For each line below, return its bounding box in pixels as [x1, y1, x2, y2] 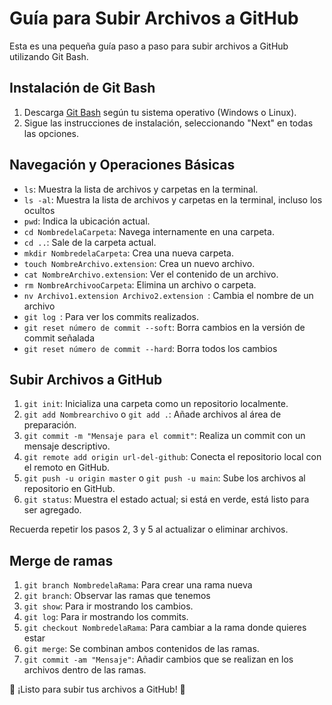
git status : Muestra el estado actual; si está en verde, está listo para [23, 493, 310, 506]
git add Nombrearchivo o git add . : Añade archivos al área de [23, 408, 282, 421]
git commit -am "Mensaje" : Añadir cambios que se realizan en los [23, 653, 294, 666]
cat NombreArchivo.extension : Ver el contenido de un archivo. [23, 268, 279, 280]
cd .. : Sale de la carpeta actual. [23, 236, 157, 248]
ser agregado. [23, 504, 82, 516]
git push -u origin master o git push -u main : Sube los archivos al [23, 472, 306, 484]
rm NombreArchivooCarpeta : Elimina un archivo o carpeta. [23, 278, 257, 291]
